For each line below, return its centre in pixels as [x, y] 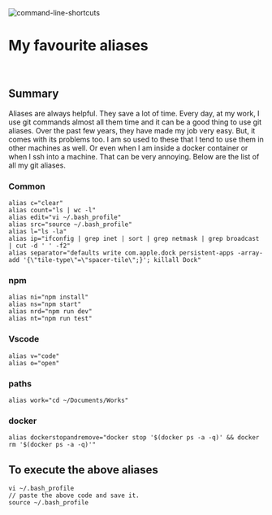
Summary [34, 94]
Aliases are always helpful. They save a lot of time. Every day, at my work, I [134, 113]
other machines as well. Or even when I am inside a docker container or [128, 148]
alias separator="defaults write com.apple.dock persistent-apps [121, 253]
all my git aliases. [37, 165]
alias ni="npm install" [49, 297]
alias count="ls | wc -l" [52, 211]
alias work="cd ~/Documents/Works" [69, 400]
